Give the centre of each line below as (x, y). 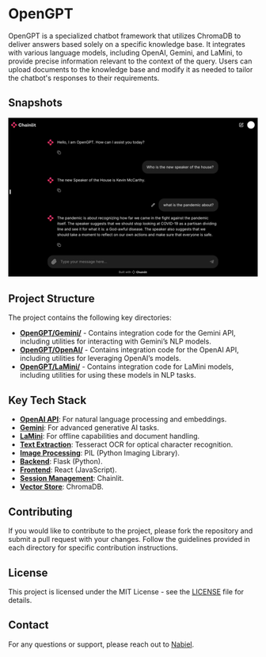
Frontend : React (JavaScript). (68, 470)
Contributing (40, 511)
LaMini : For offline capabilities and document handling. (110, 436)
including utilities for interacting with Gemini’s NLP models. (115, 341)
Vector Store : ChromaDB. (62, 487)
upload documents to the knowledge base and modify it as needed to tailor (131, 69)
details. (20, 600)
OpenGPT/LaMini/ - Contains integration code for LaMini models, (127, 367)
